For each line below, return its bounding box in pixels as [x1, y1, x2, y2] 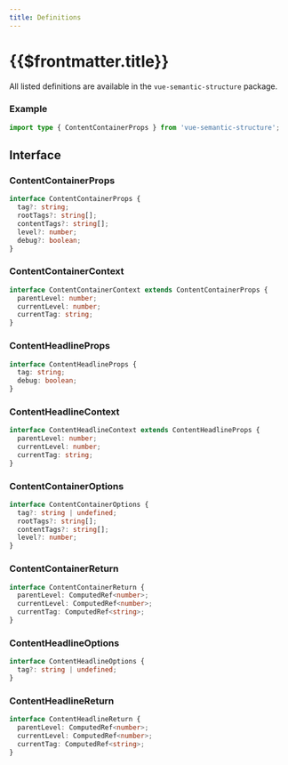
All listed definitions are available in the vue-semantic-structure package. [9, 81, 278, 92]
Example [9, 103, 48, 116]
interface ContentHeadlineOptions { [9, 657, 145, 666]
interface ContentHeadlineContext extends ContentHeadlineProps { [9, 426, 260, 435]
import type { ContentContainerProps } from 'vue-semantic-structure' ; [9, 123, 280, 132]
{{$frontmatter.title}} [9, 51, 170, 71]
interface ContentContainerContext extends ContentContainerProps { [9, 286, 268, 294]
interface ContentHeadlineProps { [9, 359, 138, 369]
